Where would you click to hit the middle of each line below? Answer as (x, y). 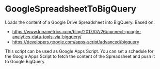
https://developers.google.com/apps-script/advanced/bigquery (76, 41)
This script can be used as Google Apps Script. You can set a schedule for (79, 51)
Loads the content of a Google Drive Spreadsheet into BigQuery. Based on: (80, 22)
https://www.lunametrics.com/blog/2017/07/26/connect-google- (77, 31)
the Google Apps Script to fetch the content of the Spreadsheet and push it (80, 56)
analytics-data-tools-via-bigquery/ (47, 37)
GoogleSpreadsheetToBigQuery (71, 9)
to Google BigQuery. (25, 61)
